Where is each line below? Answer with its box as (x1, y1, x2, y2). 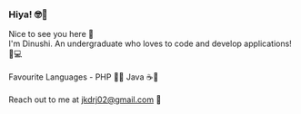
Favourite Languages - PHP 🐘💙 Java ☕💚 (8, 71, 159, 82)
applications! (244, 38, 292, 49)
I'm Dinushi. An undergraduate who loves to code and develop (8, 38, 243, 49)
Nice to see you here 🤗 (8, 29, 95, 40)
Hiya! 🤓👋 (8, 8, 48, 21)
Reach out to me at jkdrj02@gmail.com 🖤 (8, 94, 162, 105)
